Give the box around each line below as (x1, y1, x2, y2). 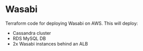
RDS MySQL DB (12, 35, 46, 41)
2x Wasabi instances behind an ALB (12, 40, 88, 46)
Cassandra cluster (12, 30, 51, 36)
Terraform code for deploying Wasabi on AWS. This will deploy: (5, 20, 138, 26)
